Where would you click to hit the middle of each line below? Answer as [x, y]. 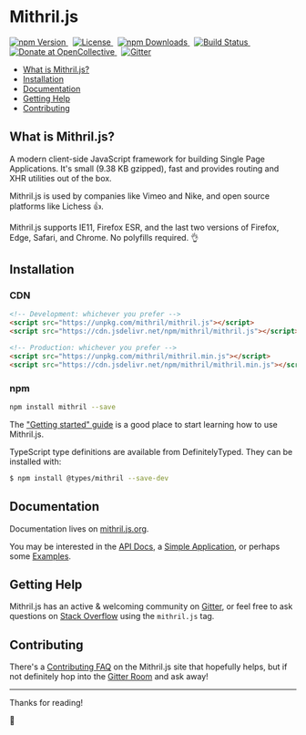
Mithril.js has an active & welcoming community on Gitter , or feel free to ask [151, 606]
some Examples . [40, 556]
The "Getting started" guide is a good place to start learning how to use [143, 424]
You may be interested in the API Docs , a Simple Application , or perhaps [145, 546]
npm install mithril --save [63, 407]
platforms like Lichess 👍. [57, 206]
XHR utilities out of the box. [61, 178]
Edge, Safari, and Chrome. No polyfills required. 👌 [104, 237]
